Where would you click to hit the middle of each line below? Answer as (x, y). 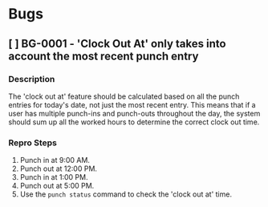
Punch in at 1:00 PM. (54, 177)
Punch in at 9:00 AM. (55, 160)
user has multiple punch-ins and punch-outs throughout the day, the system (134, 113)
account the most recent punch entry (104, 56)
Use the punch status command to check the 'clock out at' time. (126, 194)
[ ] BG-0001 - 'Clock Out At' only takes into (117, 44)
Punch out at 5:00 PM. (57, 186)
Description (32, 79)
